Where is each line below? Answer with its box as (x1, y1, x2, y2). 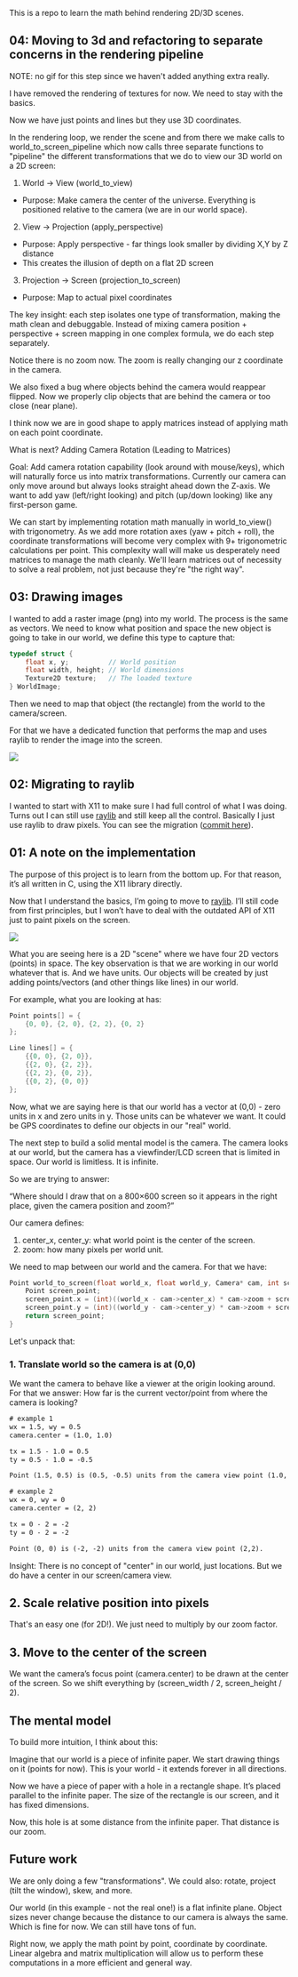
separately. (9, 337, 51, 348)
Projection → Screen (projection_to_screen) (21, 275, 182, 285)
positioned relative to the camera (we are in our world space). (21, 204, 248, 214)
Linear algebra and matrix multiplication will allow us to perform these (9, 1948, 264, 1958)
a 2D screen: (9, 160, 56, 171)
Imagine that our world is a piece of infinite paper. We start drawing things (9, 1754, 280, 1764)
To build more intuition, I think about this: (9, 1736, 158, 1747)
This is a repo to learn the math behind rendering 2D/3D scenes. (9, 8, 244, 18)
